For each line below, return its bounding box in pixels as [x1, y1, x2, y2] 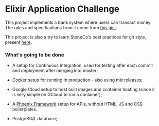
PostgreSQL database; [12, 116, 57, 122]
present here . [5, 39, 32, 45]
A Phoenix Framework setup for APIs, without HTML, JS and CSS [12, 101, 142, 107]
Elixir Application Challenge [5, 3, 120, 15]
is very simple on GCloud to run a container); [12, 91, 102, 98]
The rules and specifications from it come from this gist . [5, 24, 118, 30]
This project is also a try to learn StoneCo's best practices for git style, [5, 34, 147, 40]
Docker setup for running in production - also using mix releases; [12, 77, 142, 83]
